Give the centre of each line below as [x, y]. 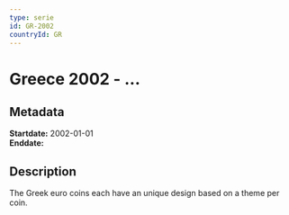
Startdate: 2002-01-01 [52, 134]
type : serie [32, 18]
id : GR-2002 [32, 26]
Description [43, 171]
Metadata [37, 112]
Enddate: [27, 143]
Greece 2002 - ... [75, 79]
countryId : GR [36, 34]
